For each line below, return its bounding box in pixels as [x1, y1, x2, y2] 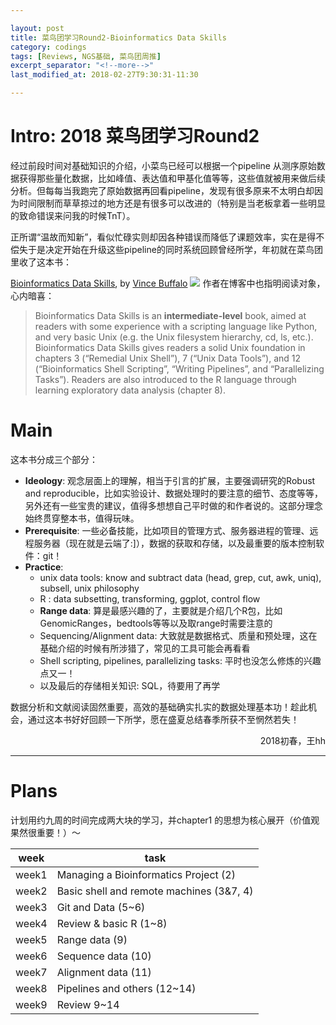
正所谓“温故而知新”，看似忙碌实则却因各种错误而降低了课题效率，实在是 [10, 231, 308, 243]
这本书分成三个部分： [10, 453, 98, 465]
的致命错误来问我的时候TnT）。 [10, 209, 136, 221]
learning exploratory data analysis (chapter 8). [34, 384, 226, 396]
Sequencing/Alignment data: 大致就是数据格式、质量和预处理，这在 [39, 629, 318, 641]
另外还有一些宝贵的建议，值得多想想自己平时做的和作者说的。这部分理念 [24, 499, 323, 511]
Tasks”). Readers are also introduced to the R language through [34, 373, 297, 385]
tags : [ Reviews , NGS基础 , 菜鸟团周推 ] [10, 51, 162, 61]
